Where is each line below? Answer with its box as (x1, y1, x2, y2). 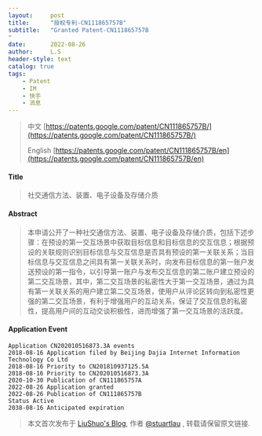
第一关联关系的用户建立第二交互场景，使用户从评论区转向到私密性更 (34, 286, 255, 295)
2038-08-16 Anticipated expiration (8, 404, 125, 412)
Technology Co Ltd (8, 355, 68, 364)
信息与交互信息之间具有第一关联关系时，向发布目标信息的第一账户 (34, 257, 248, 266)
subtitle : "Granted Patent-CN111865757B (8, 26, 149, 34)
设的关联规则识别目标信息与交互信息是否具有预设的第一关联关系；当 (27, 247, 248, 256)
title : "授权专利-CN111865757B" (8, 19, 127, 27)
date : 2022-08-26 (8, 41, 86, 49)
